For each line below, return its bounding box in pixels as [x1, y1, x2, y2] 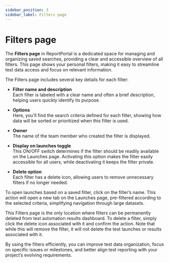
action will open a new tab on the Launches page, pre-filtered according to [5, 195, 161, 201]
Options [12, 107, 30, 113]
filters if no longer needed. [12, 179, 68, 185]
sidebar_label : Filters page [5, 12, 67, 17]
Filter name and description [12, 87, 72, 93]
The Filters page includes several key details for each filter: [5, 77, 129, 83]
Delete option [12, 169, 42, 175]
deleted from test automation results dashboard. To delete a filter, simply [5, 215, 157, 221]
